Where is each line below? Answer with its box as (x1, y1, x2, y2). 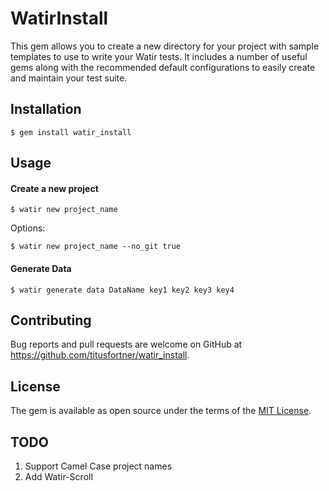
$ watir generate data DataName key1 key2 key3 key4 (10, 285, 235, 295)
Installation (10, 101, 82, 118)
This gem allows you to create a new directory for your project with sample (10, 40, 320, 52)
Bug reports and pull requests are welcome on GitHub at (10, 338, 243, 351)
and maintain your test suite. (10, 72, 128, 84)
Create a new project (10, 182, 99, 194)
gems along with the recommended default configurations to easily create (10, 61, 316, 73)
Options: (10, 222, 46, 234)
